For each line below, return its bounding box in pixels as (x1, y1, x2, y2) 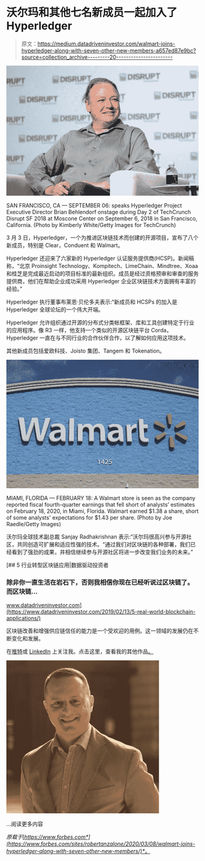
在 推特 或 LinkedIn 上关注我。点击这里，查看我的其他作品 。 (6, 647, 154, 655)
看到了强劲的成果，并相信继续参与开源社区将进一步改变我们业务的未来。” (11, 548, 193, 556)
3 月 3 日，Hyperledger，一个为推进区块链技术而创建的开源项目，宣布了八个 (6, 234, 199, 241)
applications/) (6, 614, 41, 622)
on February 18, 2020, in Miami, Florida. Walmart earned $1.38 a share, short (6, 507, 199, 515)
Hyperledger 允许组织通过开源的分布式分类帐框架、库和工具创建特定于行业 (6, 319, 195, 326)
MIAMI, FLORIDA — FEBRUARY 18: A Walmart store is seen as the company (6, 494, 196, 502)
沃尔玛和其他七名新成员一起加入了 (6, 6, 178, 20)
